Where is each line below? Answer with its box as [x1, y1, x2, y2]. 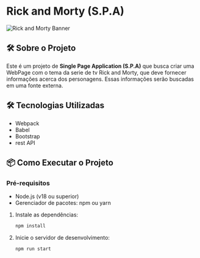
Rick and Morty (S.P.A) [6, 4, 125, 18]
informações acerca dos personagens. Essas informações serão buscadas [6, 75, 194, 83]
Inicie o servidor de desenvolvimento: [15, 234, 110, 241]
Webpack [15, 119, 40, 127]
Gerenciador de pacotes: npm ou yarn [15, 199, 111, 207]
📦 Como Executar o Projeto [6, 157, 114, 168]
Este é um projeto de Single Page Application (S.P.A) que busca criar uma [6, 62, 195, 70]
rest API [15, 139, 35, 146]
